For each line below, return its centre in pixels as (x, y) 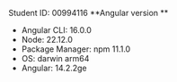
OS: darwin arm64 (55, 58)
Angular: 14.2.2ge (54, 68)
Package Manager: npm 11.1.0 (76, 49)
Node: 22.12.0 (47, 40)
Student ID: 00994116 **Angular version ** (88, 13)
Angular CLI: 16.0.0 (56, 30)
